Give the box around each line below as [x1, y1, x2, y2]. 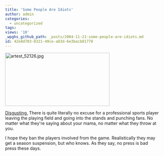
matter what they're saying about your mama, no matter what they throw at [5, 120, 157, 126]
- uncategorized [9, 21, 43, 26]
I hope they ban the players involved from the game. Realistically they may [5, 135, 156, 141]
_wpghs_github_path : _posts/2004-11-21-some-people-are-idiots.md [5, 35, 144, 40]
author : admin [5, 12, 34, 17]
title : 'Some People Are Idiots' [5, 7, 74, 12]
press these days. [5, 145, 41, 151]
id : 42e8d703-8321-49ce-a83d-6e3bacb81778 [5, 39, 93, 44]
